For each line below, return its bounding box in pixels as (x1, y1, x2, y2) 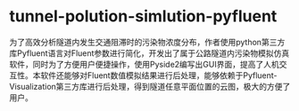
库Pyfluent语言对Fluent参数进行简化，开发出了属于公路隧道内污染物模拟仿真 (9, 47, 290, 59)
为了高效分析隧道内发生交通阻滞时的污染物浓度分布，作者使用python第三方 (9, 36, 286, 47)
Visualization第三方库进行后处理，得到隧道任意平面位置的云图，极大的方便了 (9, 81, 291, 91)
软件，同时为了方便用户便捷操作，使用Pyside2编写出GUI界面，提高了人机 (9, 59, 279, 69)
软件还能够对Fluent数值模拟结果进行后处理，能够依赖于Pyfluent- (39, 69, 278, 81)
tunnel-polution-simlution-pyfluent (9, 6, 278, 27)
